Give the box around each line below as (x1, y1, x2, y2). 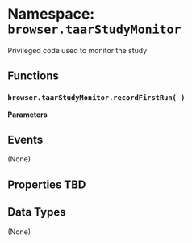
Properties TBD (7, 178, 86, 191)
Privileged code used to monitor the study (7, 45, 148, 55)
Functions (7, 69, 60, 83)
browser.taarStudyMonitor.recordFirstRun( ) (7, 94, 186, 103)
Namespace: (7, 5, 95, 23)
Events (7, 133, 44, 147)
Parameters (7, 110, 48, 119)
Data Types (7, 205, 66, 219)
